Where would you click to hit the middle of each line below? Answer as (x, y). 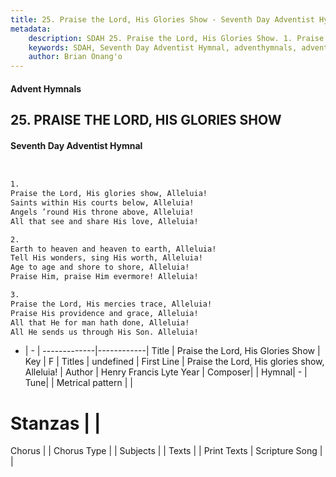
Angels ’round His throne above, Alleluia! (102, 212)
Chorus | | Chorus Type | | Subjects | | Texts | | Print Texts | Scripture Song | (166, 451)
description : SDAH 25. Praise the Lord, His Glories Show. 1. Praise (176, 38)
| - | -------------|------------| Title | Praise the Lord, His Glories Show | (172, 351)
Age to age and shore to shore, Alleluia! (100, 267)
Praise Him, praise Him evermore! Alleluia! (104, 277)
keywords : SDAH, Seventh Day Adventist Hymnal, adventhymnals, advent (178, 47)
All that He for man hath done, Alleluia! (100, 322)
